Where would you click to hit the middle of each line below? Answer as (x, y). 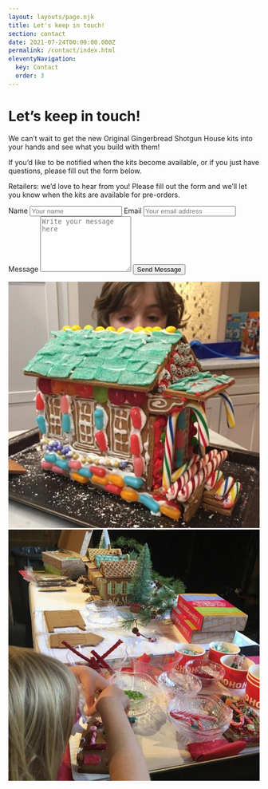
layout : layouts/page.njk (51, 17)
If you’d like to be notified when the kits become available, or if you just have (134, 162)
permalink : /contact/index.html (62, 51)
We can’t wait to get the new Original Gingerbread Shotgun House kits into (130, 138)
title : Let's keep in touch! (57, 25)
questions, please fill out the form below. (75, 171)
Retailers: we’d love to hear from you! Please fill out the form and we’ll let (128, 186)
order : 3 (30, 76)
